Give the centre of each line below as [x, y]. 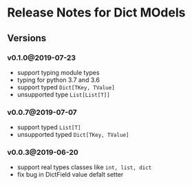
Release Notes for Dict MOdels [96, 13]
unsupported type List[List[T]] [63, 94]
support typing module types [58, 72]
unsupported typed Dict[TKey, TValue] [73, 135]
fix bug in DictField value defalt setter [70, 175]
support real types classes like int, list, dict [84, 167]
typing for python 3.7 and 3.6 [58, 80]
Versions [27, 38]
